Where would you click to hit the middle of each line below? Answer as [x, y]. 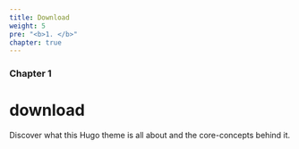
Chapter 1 [30, 74]
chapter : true [36, 42]
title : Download [39, 17]
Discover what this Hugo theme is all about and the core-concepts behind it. [150, 136]
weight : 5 [28, 26]
